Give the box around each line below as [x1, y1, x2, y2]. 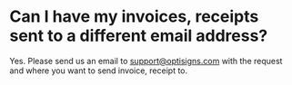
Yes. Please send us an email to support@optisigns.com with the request [9, 55, 283, 66]
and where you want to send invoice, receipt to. [9, 65, 188, 76]
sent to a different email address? [9, 25, 268, 46]
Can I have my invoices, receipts [9, 6, 259, 27]
